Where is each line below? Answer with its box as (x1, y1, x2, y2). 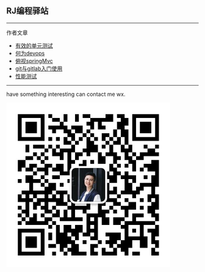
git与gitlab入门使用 (15, 65, 63, 72)
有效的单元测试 (15, 42, 53, 49)
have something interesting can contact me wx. (6, 90, 126, 98)
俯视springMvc (15, 57, 53, 64)
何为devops (15, 50, 45, 57)
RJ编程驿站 (6, 6, 49, 17)
